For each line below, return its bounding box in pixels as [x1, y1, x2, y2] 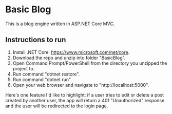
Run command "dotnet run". [12, 76, 72, 83]
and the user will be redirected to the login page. [5, 103, 108, 109]
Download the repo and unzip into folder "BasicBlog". [12, 54, 126, 61]
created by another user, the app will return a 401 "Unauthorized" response [5, 97, 165, 103]
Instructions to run [5, 35, 66, 44]
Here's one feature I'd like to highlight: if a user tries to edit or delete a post [5, 91, 164, 98]
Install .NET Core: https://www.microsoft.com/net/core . [12, 49, 130, 55]
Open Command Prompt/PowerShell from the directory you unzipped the [12, 60, 167, 66]
